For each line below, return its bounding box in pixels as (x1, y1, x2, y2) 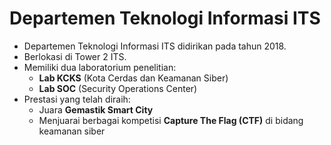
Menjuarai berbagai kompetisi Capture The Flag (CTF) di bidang (38, 114, 304, 126)
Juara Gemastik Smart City (38, 103, 154, 116)
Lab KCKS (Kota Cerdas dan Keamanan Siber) (38, 72, 229, 84)
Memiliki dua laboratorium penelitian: (23, 61, 177, 73)
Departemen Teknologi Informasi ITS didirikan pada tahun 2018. (23, 40, 287, 52)
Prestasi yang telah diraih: (23, 93, 131, 105)
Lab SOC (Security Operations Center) (38, 82, 198, 94)
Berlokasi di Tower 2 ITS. (23, 50, 127, 62)
